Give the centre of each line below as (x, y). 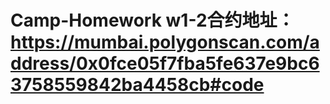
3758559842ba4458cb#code (137, 85)
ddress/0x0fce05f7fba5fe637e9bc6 (165, 63)
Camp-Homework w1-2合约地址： (152, 20)
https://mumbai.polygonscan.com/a (165, 42)
